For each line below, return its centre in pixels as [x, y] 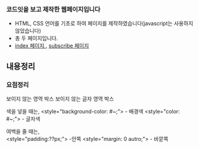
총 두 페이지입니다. [36, 38]
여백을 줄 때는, [23, 131]
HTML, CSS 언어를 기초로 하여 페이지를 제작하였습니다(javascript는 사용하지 [104, 23]
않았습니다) [28, 31]
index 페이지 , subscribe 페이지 [52, 46]
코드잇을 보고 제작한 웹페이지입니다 [53, 9]
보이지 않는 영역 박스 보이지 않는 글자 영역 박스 [60, 99]
